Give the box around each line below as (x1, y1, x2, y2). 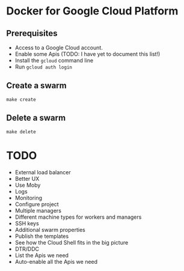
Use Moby (14, 181, 41, 189)
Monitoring (14, 194, 42, 201)
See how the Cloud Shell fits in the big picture (14, 239, 129, 246)
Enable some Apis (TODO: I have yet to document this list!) (14, 50, 161, 58)
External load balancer (14, 168, 71, 175)
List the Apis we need (14, 251, 69, 259)
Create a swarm (6, 81, 67, 91)
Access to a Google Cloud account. (14, 44, 103, 51)
